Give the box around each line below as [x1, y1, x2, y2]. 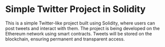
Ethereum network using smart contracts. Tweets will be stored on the [5, 30, 152, 36]
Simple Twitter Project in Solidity [5, 3, 146, 15]
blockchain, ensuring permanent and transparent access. [5, 36, 125, 42]
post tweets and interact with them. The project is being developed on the [5, 25, 160, 31]
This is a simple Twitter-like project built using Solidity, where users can [5, 20, 155, 26]
